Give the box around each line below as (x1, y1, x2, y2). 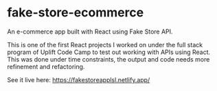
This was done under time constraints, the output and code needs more (7, 55, 210, 63)
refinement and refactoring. (7, 62, 85, 70)
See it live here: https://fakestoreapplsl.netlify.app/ (7, 75, 150, 83)
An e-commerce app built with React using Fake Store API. (7, 27, 173, 36)
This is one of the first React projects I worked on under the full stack (7, 40, 203, 49)
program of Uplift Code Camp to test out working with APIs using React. (7, 48, 211, 56)
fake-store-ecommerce (7, 5, 144, 21)
